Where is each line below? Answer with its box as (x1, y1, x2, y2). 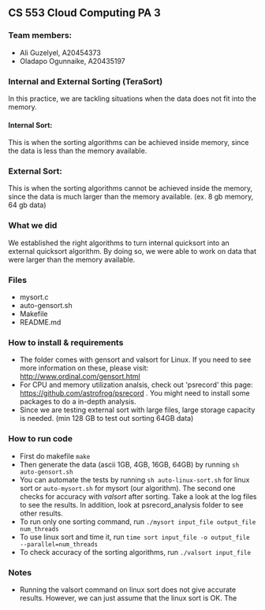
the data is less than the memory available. (8, 146, 147, 156)
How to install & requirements (8, 337, 124, 348)
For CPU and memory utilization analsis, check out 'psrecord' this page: (19, 380, 254, 389)
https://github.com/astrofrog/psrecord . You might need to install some (19, 389, 250, 398)
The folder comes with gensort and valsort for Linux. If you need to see (19, 355, 252, 365)
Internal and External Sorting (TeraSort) (8, 76, 163, 87)
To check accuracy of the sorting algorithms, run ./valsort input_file (19, 547, 251, 556)
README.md (19, 318, 62, 327)
